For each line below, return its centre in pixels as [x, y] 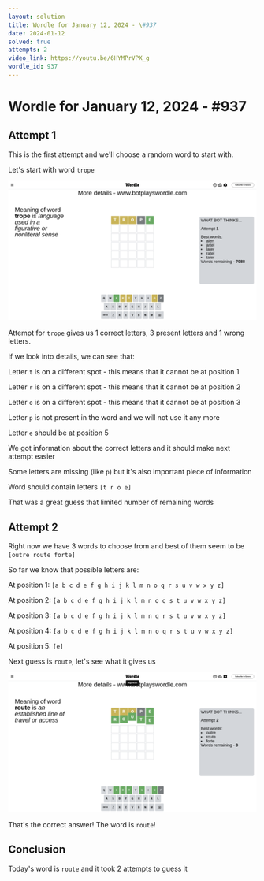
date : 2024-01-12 [37, 33]
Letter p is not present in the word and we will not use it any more [114, 418]
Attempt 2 [33, 527]
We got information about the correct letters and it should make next [119, 448]
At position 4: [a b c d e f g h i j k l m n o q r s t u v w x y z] [121, 631]
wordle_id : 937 [33, 67]
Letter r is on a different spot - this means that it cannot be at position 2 [125, 387]
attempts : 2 [28, 50]
